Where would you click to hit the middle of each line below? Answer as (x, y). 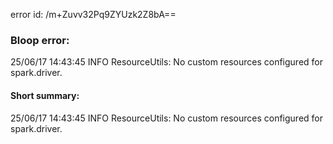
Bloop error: (40, 40)
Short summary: (45, 95)
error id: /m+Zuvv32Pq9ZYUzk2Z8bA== (93, 14)
